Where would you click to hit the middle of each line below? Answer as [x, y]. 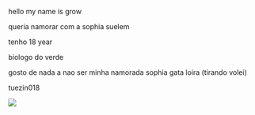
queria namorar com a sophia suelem [69, 26]
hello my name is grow [45, 11]
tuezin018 [24, 87]
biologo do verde [36, 57]
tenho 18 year [30, 42]
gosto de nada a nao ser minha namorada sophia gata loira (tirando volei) [128, 72]
